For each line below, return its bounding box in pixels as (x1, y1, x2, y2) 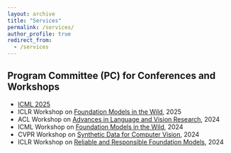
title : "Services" (7, 17, 62, 24)
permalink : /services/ (7, 23, 74, 31)
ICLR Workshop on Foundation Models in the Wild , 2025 (17, 107, 182, 116)
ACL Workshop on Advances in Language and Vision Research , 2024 (17, 115, 220, 123)
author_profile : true (7, 30, 72, 38)
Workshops (7, 81, 60, 93)
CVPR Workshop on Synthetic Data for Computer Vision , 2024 (17, 130, 200, 139)
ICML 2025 (17, 100, 51, 108)
